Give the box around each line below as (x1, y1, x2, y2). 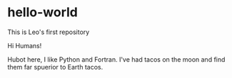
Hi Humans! (7, 41, 42, 50)
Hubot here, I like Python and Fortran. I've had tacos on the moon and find (7, 55, 226, 64)
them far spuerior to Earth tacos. (7, 62, 104, 71)
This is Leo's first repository (7, 28, 90, 36)
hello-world (7, 4, 79, 21)
